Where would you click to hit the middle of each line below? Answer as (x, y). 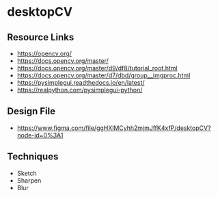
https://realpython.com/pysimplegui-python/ (80, 90)
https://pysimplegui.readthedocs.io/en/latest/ (81, 82)
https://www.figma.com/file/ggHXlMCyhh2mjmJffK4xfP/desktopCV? (114, 128)
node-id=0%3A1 (40, 135)
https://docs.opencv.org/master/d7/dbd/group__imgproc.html (104, 75)
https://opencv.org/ (44, 53)
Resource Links (41, 37)
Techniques (33, 157)
